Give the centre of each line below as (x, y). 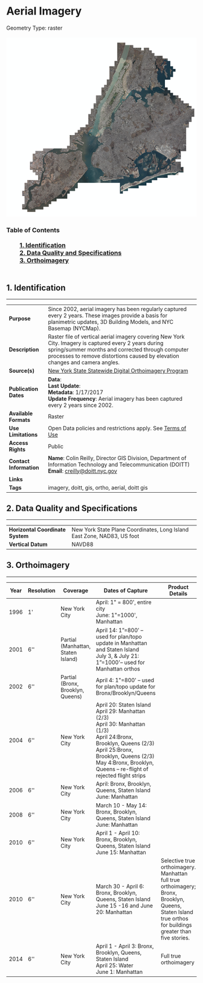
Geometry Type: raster (34, 28)
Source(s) (22, 371)
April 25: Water (115, 965)
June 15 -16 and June (124, 906)
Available (21, 413)
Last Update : (64, 386)
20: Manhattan (114, 912)
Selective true (178, 861)
